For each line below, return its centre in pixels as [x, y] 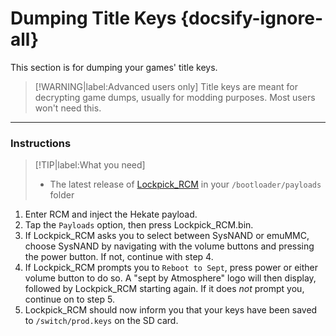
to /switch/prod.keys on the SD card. [101, 321]
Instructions [41, 143]
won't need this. [68, 108]
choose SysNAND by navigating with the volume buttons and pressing [169, 246]
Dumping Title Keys [93, 18]
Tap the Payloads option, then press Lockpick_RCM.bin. [139, 225]
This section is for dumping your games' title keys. [114, 67]
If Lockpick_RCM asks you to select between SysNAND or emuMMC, [167, 236]
